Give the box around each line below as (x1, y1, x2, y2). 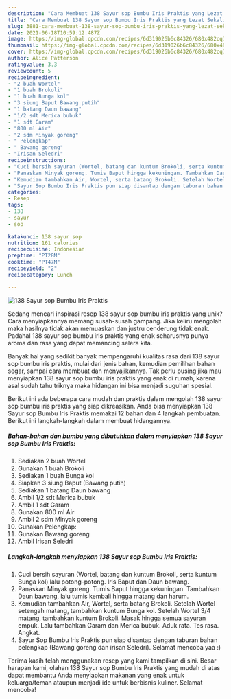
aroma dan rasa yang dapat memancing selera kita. (8, 339, 153, 347)
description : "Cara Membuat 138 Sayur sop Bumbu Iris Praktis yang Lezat (8, 10, 223, 17)
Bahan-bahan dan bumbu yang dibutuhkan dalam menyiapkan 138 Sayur (8, 432, 223, 440)
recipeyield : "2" (8, 265, 58, 272)
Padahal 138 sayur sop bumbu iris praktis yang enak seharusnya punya (8, 331, 208, 340)
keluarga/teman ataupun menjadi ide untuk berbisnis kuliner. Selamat (8, 678, 203, 687)
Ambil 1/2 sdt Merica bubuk (17, 493, 95, 501)
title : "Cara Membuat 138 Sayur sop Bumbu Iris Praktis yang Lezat (8, 16, 205, 23)
